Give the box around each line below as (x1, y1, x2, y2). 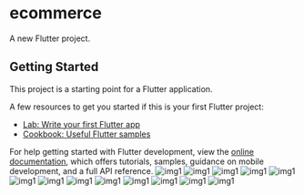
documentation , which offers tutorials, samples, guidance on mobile (9, 156, 264, 167)
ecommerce (9, 3, 102, 24)
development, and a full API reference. (9, 165, 154, 176)
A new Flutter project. (9, 33, 91, 44)
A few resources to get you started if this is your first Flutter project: (9, 101, 264, 112)
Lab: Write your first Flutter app (22, 118, 141, 129)
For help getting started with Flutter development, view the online (9, 146, 255, 157)
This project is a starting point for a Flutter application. (9, 83, 213, 94)
